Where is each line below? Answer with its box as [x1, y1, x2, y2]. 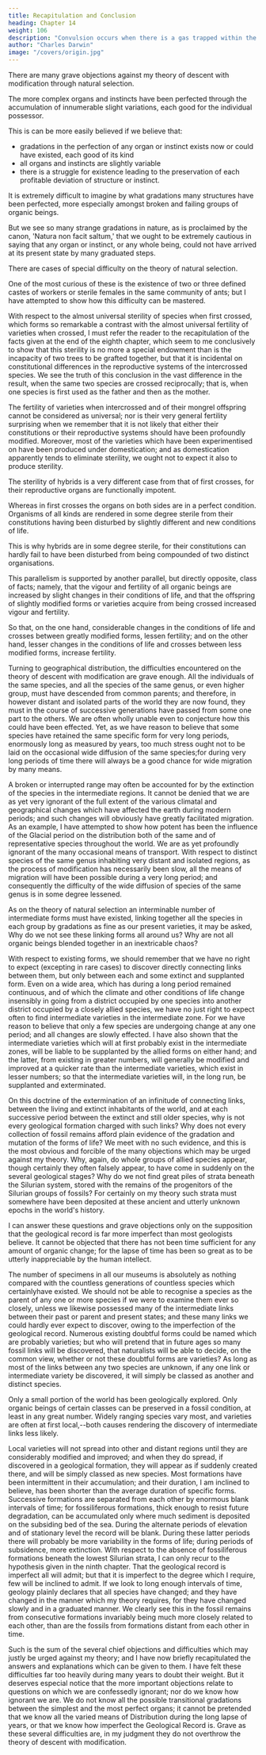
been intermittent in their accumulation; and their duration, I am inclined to [8, 1477, 250, 1487]
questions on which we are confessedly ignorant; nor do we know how [8, 1687, 239, 1696]
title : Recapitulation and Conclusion [8, 11, 136, 20]
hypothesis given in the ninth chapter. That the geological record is [8, 1562, 226, 1571]
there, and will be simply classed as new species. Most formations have [8, 1469, 242, 1478]
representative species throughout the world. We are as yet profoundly [8, 839, 239, 848]
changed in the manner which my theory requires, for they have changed [8, 1596, 247, 1605]
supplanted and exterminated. [8, 1081, 106, 1089]
